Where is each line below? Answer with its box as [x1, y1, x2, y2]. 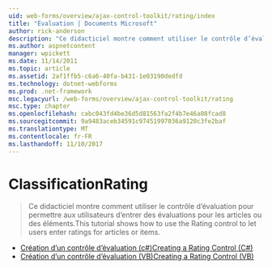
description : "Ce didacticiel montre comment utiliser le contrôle [8, 34, 241, 43]
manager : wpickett [8, 49, 70, 58]
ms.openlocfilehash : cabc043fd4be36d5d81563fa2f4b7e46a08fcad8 [8, 110, 227, 118]
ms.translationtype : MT [8, 125, 89, 133]
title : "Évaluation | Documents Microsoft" [8, 19, 158, 28]
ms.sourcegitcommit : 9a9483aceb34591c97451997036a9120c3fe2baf [8, 117, 227, 126]
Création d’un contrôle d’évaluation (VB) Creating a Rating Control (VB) [19, 252, 254, 262]
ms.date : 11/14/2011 [8, 58, 79, 66]
